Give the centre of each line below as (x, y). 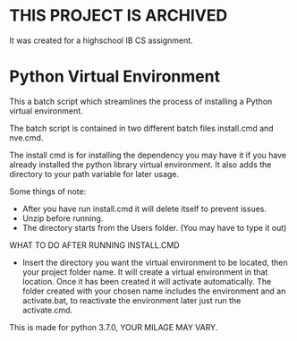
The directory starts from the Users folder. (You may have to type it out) (154, 227)
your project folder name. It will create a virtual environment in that (145, 272)
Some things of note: (48, 191)
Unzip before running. (63, 218)
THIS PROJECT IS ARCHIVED (119, 16)
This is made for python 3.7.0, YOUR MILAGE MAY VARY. (114, 327)
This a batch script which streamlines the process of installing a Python (141, 101)
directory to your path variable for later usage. (94, 174)
